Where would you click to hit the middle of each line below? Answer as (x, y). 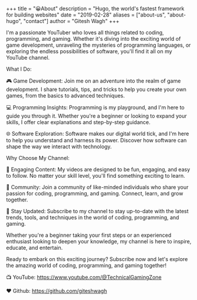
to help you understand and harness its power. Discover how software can (96, 140)
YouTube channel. (28, 58)
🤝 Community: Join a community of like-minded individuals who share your (97, 187)
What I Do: (19, 69)
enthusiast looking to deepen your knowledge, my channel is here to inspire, (99, 241)
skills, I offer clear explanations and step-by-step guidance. (78, 122)
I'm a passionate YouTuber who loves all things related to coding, (85, 32)
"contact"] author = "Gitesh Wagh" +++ (71, 21)
